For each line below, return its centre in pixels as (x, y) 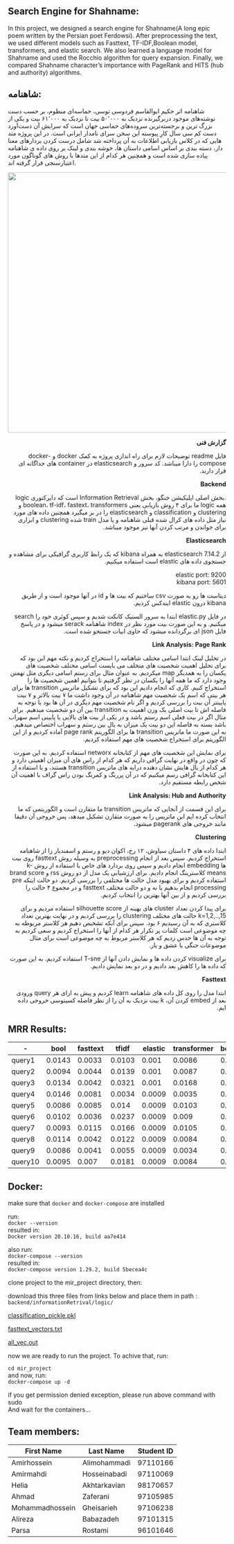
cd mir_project (30, 1369)
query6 (23, 1117)
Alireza (22, 1519)
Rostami (96, 1531)
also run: (20, 1250)
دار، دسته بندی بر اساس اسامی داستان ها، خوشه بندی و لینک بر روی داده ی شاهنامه (116, 148)
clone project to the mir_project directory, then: (75, 1282)
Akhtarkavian (103, 1486)
